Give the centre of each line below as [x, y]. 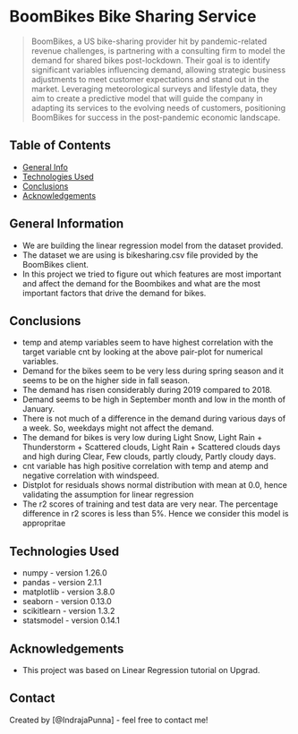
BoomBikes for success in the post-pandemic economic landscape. [156, 117]
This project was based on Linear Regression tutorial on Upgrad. [141, 670]
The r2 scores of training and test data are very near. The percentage [150, 504]
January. [38, 409]
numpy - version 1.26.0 [64, 573]
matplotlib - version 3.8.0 [68, 592]
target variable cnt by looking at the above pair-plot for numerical [143, 352]
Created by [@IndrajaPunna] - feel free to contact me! [109, 720]
